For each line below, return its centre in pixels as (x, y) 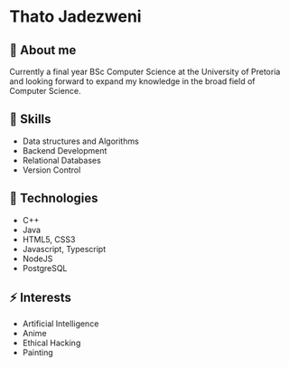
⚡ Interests (41, 298)
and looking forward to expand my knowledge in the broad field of (132, 81)
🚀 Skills (30, 119)
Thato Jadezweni (75, 17)
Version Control (51, 170)
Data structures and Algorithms (81, 141)
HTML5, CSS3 (49, 239)
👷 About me (43, 50)
